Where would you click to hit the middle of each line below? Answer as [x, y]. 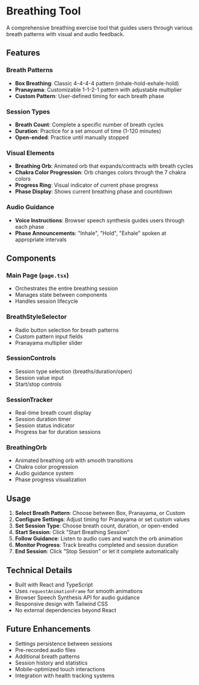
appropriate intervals [41, 239]
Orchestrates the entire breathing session [66, 288]
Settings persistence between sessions [63, 644]
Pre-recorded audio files [45, 650]
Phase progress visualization [51, 479]
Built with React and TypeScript [54, 585]
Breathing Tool [44, 11]
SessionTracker [29, 400]
